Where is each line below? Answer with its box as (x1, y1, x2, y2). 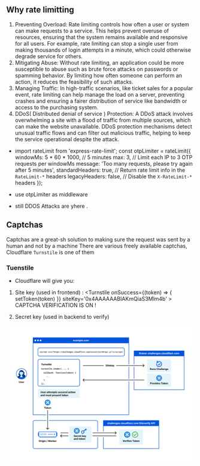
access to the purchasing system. (14, 103, 99, 110)
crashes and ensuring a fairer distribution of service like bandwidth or (14, 97, 187, 104)
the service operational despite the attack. (14, 135, 120, 143)
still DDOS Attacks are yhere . (14, 202, 88, 210)
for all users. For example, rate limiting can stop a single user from (14, 40, 178, 47)
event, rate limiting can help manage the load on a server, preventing (14, 91, 184, 98)
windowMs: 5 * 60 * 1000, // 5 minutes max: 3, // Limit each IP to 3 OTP (14, 153, 193, 161)
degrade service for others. (14, 52, 83, 59)
